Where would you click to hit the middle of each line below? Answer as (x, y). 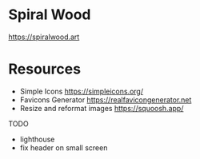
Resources (45, 69)
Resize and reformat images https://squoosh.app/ (102, 108)
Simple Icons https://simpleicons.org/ (82, 91)
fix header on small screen (64, 147)
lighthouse (37, 139)
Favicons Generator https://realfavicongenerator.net (106, 99)
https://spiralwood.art (44, 37)
